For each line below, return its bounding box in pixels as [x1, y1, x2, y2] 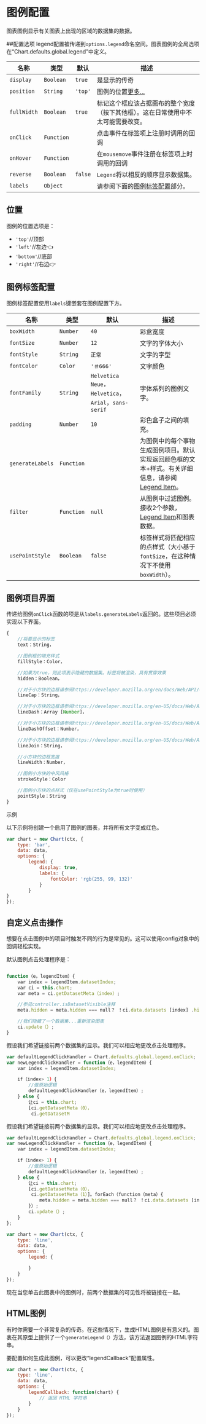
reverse [9, 170, 32, 178]
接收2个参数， [140, 503, 181, 512]
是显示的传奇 [97, 76, 134, 84]
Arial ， [91, 398, 113, 406]
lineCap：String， [17, 692, 63, 698]
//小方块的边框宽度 [17, 753, 60, 760]
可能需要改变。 [103, 117, 147, 126]
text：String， [17, 642, 55, 648]
